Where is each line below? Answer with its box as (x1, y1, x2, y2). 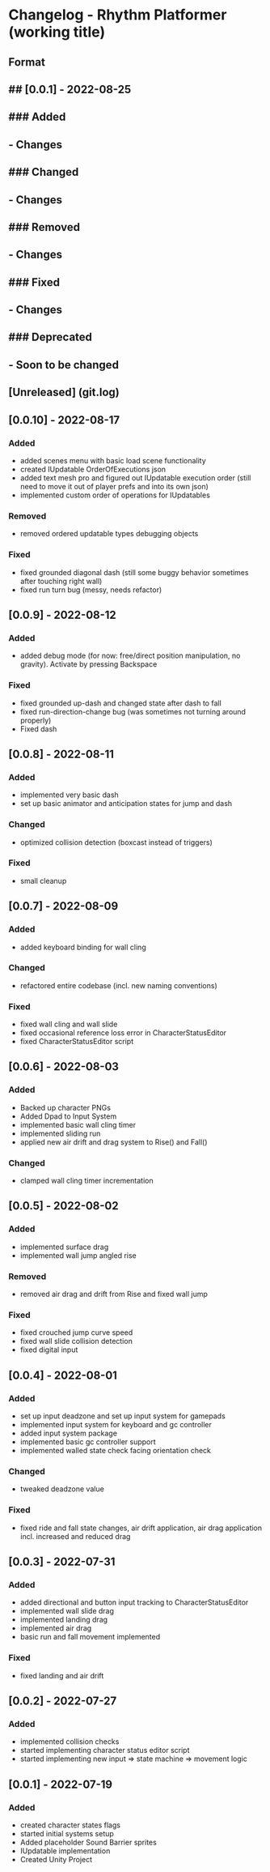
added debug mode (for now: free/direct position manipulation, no (19, 650, 241, 661)
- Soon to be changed (8, 358, 120, 372)
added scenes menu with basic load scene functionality (19, 455, 206, 465)
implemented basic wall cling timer (19, 1119, 136, 1129)
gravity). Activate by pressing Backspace (19, 659, 158, 669)
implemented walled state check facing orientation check (19, 1446, 212, 1456)
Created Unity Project (19, 1855, 93, 1864)
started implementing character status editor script (19, 1746, 190, 1755)
